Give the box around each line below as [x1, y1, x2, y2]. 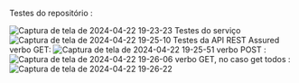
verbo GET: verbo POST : [9, 44, 266, 55]
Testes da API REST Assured [173, 35, 280, 45]
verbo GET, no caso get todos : [174, 54, 291, 64]
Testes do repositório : [9, 8, 93, 18]
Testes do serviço [174, 25, 241, 35]
